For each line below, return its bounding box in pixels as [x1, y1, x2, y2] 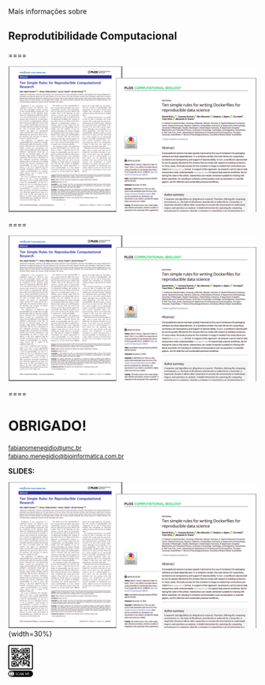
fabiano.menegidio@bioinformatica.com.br [8, 453, 125, 461]
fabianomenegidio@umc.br [8, 444, 82, 452]
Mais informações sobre [8, 7, 88, 16]
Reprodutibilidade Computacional [8, 29, 177, 43]
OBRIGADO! [8, 417, 87, 435]
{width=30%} [8, 629, 53, 638]
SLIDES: [8, 466, 35, 476]
